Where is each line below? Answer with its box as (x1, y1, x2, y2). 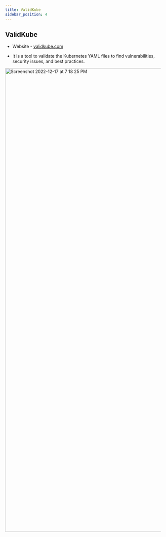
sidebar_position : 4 (5, 12, 48, 17)
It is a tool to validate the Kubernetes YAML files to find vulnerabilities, (12, 53, 155, 59)
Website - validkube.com (12, 43, 63, 50)
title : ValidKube (5, 7, 41, 12)
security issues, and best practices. (12, 58, 85, 65)
